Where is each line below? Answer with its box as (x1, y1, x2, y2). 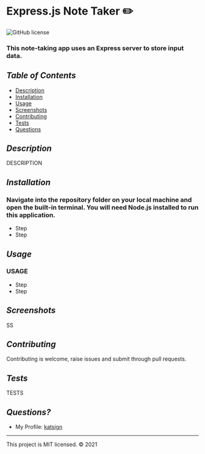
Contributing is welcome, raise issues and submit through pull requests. (6, 355, 187, 363)
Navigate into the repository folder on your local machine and (6, 196, 192, 204)
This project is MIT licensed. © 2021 (6, 441, 98, 449)
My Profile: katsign (15, 423, 63, 431)
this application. (6, 211, 56, 219)
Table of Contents (6, 70, 76, 81)
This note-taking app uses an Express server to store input (6, 43, 184, 52)
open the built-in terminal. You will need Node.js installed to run (6, 203, 199, 211)
